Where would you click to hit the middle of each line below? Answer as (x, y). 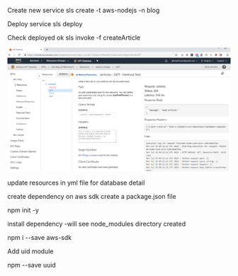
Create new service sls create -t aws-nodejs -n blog (84, 10)
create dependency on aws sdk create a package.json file (92, 197)
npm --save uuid (32, 265)
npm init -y (23, 210)
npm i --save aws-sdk (40, 238)
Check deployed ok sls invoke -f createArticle (74, 38)
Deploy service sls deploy (45, 24)
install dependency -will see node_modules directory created (97, 224)
